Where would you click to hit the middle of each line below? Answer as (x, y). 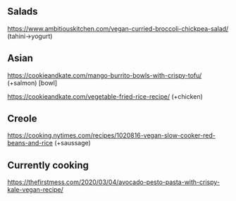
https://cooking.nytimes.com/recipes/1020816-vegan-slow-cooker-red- (112, 135)
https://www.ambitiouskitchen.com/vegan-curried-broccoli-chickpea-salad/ (118, 28)
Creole (22, 119)
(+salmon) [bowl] (32, 83)
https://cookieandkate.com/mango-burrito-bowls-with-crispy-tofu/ (105, 75)
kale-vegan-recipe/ (35, 190)
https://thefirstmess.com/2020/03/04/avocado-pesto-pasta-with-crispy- (114, 182)
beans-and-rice (30, 143)
